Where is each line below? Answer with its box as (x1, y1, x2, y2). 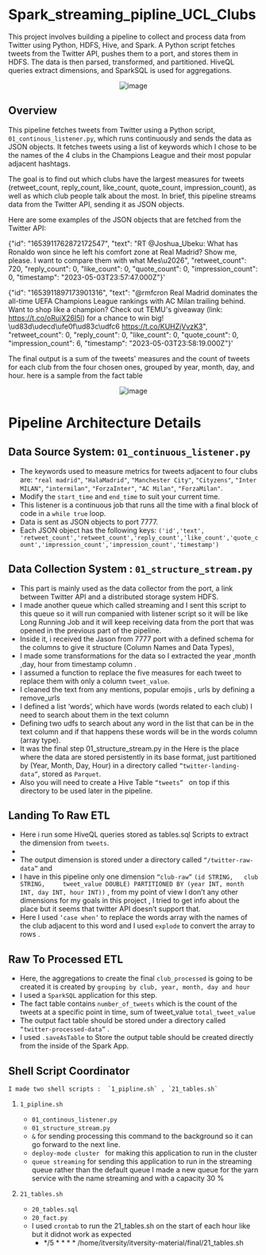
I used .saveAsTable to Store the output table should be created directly (19, 1033, 254, 1042)
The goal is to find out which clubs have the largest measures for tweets (8, 174, 245, 183)
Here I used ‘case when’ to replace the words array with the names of (19, 913, 248, 922)
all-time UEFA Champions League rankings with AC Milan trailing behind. (8, 296, 246, 306)
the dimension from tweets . (19, 838, 110, 848)
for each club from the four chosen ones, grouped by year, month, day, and (8, 362, 255, 371)
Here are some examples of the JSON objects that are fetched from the (8, 214, 242, 224)
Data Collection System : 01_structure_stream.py (8, 562, 253, 576)
